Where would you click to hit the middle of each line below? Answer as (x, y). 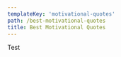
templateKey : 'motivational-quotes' (61, 14)
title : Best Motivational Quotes (57, 27)
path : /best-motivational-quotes (57, 21)
